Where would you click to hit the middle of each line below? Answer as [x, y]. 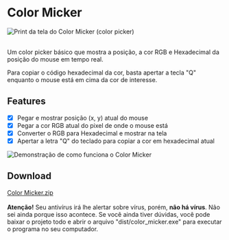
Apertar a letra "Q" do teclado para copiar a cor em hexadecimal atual [116, 141]
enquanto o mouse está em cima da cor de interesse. [82, 79]
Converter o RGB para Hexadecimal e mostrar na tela [92, 133]
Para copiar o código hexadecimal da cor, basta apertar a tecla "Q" [102, 72]
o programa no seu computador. [52, 229]
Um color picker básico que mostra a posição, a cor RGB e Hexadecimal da [113, 52]
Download [29, 176]
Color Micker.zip [30, 192]
